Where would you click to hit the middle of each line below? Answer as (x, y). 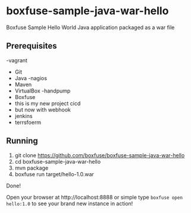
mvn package (32, 168)
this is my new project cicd (48, 103)
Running (22, 141)
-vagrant (17, 60)
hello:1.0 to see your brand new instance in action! (70, 204)
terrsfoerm (28, 122)
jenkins (24, 116)
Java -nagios (31, 78)
